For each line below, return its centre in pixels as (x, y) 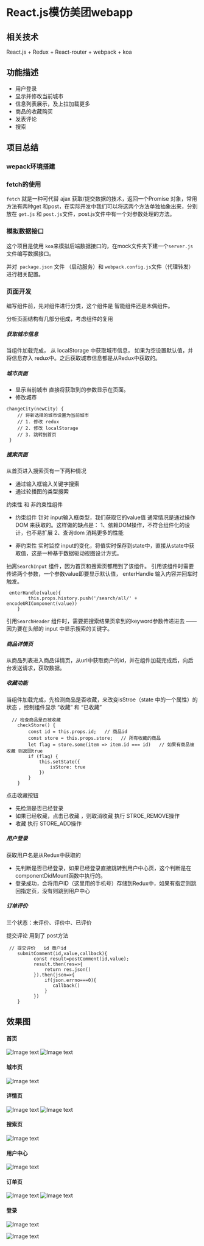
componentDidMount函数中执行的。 (60, 875)
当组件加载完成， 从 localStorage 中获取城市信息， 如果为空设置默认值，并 (100, 350)
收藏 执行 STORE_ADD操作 (48, 823)
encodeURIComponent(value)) (42, 603)
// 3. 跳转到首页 (37, 435)
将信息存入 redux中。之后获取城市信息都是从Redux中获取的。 (84, 358)
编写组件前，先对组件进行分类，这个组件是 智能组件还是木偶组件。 (90, 306)
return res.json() (68, 969)
